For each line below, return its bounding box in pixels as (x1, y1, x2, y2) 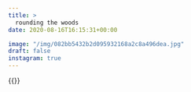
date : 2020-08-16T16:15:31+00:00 (8, 26, 118, 34)
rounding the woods (15, 19, 79, 27)
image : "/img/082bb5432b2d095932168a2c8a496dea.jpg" (8, 40, 185, 48)
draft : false (8, 48, 51, 55)
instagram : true (8, 55, 61, 62)
